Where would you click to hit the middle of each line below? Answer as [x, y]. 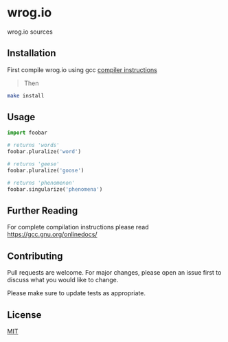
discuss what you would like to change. [63, 280]
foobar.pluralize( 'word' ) [44, 152]
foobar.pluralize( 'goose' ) [46, 170]
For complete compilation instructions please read [78, 227]
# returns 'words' [33, 146]
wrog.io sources [30, 32]
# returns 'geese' [33, 164]
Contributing [35, 256]
